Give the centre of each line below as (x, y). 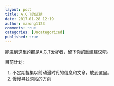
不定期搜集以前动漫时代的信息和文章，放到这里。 (62, 72)
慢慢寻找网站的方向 (32, 79)
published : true (22, 37)
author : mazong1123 (25, 23)
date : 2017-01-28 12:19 (29, 19)
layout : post (18, 10)
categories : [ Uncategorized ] (35, 32)
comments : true (21, 28)
